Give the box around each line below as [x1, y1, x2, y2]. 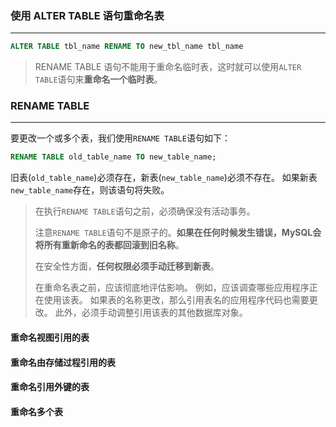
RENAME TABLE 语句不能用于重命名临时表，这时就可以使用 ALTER [34, 61, 302, 73]
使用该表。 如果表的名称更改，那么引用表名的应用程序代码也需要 [43, 294, 310, 306]
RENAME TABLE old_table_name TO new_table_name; [10, 152, 217, 162]
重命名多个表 [10, 405, 63, 417]
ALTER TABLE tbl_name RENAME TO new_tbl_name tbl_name [10, 42, 244, 52]
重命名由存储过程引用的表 [10, 356, 116, 368]
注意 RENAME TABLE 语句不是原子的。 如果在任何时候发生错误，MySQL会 [34, 227, 322, 239]
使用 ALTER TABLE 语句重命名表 [10, 8, 165, 22]
